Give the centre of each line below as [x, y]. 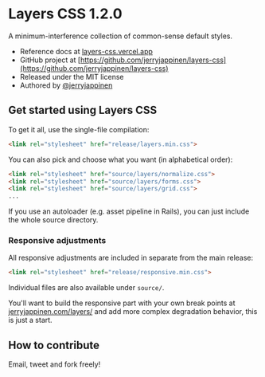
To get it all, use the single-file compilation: [79, 129]
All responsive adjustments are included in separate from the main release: [131, 258]
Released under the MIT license [72, 77]
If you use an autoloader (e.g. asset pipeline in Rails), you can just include [129, 211]
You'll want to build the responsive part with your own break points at [122, 303]
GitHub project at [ [50, 60]
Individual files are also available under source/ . [86, 288]
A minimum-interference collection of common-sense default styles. [121, 36]
